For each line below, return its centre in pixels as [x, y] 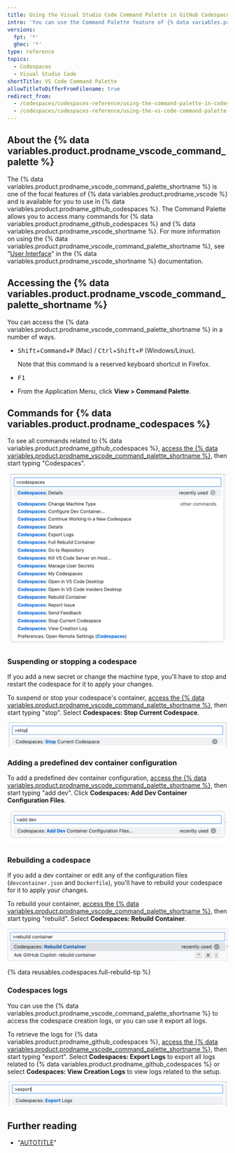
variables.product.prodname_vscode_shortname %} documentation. [105, 261]
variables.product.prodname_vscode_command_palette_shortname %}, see [116, 246]
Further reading [42, 1126]
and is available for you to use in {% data [66, 201]
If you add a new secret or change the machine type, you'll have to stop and [117, 677]
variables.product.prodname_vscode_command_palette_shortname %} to [113, 1013]
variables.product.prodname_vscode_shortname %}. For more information [114, 231]
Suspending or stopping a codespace [72, 661]
